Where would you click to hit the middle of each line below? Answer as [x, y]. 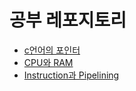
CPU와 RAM [48, 62]
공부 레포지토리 [68, 20]
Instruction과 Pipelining [71, 75]
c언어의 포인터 [52, 50]
